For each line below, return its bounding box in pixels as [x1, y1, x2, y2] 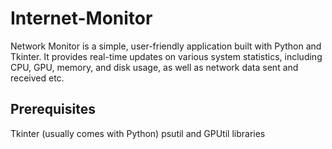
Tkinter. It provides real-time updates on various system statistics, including [10, 50, 323, 62]
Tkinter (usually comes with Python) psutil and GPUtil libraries [10, 127, 266, 139]
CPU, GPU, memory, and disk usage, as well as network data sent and [10, 61, 299, 73]
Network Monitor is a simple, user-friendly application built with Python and [10, 40, 322, 52]
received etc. [10, 72, 65, 84]
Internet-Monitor [10, 7, 153, 30]
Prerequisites [10, 101, 96, 118]
